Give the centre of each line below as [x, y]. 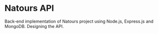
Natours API [29, 8]
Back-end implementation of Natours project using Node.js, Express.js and [79, 21]
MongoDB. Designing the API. [34, 26]
